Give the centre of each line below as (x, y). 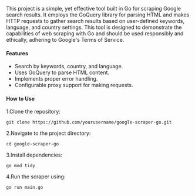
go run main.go (25, 188)
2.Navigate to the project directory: (48, 133)
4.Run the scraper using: (36, 177)
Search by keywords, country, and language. (69, 67)
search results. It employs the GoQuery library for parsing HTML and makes (98, 15)
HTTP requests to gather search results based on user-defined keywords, (95, 21)
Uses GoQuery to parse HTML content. (62, 72)
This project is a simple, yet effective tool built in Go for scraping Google (93, 9)
